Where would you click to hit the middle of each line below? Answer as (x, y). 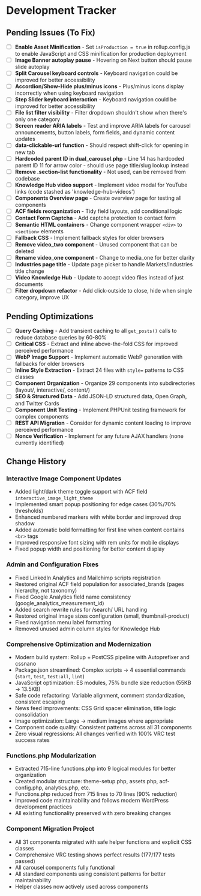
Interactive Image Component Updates (64, 479)
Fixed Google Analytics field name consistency (73, 597)
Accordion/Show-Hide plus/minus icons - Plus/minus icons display (99, 86)
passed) (25, 861)
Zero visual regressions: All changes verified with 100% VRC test (95, 733)
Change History (36, 461)
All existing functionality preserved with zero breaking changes (93, 813)
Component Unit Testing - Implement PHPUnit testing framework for (100, 410)
